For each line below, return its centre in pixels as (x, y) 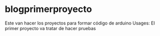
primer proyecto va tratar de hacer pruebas (50, 28)
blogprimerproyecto (49, 9)
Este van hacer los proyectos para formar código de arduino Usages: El (80, 23)
